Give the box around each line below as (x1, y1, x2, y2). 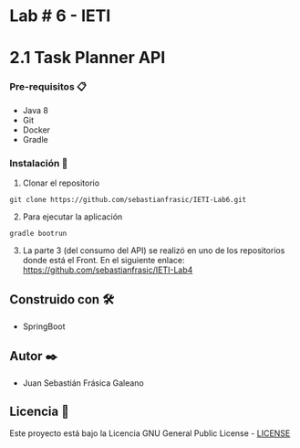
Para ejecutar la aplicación (22, 211, 123, 222)
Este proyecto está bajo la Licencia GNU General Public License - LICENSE (9, 428, 291, 439)
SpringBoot (22, 321, 66, 332)
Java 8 (22, 104, 48, 115)
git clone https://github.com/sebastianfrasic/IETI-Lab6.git (9, 195, 247, 204)
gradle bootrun (9, 229, 67, 238)
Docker (22, 124, 51, 135)
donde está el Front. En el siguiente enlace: (22, 254, 185, 265)
